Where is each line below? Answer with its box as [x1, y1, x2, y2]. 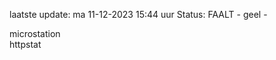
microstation [9, 28, 61, 39]
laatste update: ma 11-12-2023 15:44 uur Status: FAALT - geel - [9, 9, 268, 20]
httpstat [9, 39, 42, 50]
